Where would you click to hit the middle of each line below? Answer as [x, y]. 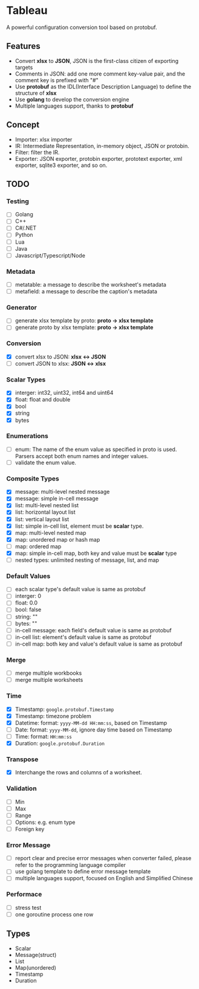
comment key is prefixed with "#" [57, 80]
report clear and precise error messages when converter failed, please [103, 858]
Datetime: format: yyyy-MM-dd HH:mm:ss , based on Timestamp [91, 722]
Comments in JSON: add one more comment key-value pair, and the [100, 74]
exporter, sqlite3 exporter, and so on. [61, 165]
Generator [22, 308]
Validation [22, 788]
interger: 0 [28, 596]
